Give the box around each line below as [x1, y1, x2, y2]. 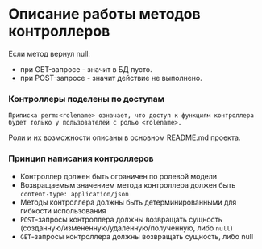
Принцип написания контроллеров [8, 153, 154, 164]
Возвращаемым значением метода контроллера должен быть [19, 179, 236, 190]
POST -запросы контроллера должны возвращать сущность [19, 214, 223, 224]
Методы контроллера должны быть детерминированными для [19, 197, 237, 207]
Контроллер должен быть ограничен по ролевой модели [19, 171, 218, 181]
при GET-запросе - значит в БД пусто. [19, 64, 153, 74]
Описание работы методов [8, 5, 201, 23]
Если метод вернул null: [8, 49, 91, 58]
